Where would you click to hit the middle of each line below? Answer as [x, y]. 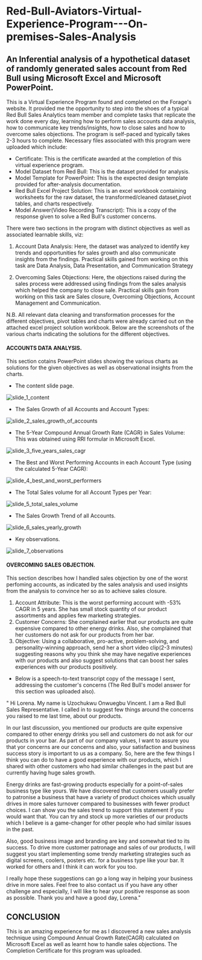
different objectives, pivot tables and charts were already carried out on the [100, 321]
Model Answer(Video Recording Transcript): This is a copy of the [96, 210]
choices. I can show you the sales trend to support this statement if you [95, 810]
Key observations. [37, 539]
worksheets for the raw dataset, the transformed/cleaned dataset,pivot [103, 197]
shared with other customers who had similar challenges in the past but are [100, 767]
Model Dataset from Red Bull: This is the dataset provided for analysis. [102, 171]
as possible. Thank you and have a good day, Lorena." [74, 898]
